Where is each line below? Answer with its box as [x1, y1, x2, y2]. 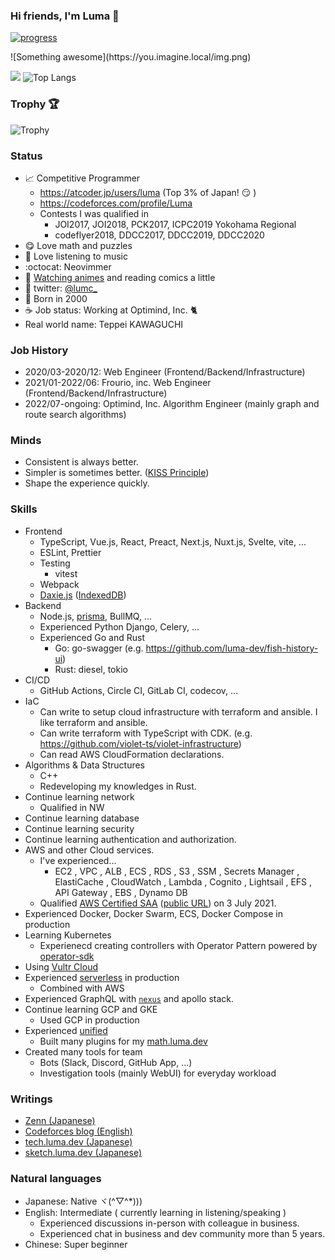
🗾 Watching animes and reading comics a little [24, 271, 216, 283]
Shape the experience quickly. [24, 477, 150, 489]
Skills [10, 502, 38, 516]
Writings [10, 1092, 53, 1106]
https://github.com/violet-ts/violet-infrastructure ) [39, 737, 242, 749]
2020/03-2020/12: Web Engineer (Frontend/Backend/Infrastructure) [24, 366, 306, 378]
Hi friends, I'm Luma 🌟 [10, 9, 120, 23]
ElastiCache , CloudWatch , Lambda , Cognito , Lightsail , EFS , [54, 875, 313, 888]
